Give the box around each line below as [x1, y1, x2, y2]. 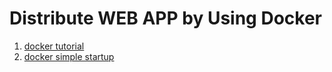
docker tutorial [23, 40, 85, 52]
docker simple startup [23, 50, 115, 62]
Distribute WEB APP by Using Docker [9, 7, 322, 30]
